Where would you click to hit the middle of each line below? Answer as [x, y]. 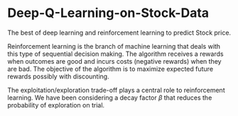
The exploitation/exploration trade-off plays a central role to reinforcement [116, 90]
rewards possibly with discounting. [58, 76]
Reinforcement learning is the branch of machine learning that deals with [114, 46]
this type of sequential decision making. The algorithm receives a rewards [115, 54]
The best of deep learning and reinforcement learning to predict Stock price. [119, 33]
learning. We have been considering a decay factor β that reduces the [110, 98]
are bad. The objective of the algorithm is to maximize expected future [110, 69]
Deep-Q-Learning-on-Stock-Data [108, 13]
